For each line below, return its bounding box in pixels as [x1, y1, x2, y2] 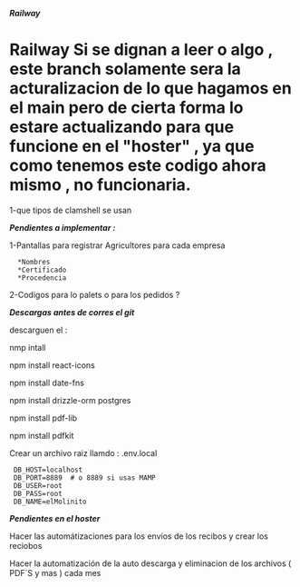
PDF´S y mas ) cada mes [9, 567, 102, 578]
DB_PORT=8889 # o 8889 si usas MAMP [13, 473, 156, 483]
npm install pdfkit [9, 430, 74, 441]
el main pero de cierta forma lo [9, 97, 244, 118]
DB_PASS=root [13, 489, 63, 498]
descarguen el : [9, 324, 68, 335]
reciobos [9, 540, 43, 551]
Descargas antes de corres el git [9, 306, 135, 317]
